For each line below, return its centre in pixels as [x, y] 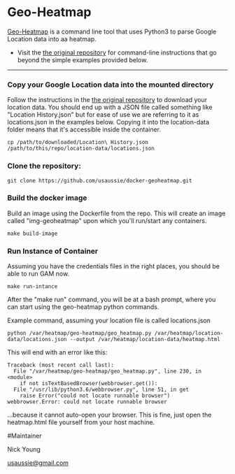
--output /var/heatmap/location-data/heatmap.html [145, 340]
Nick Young [24, 450]
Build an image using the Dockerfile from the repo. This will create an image [116, 213]
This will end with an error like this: [57, 352]
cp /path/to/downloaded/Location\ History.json [78, 143]
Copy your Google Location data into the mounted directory [111, 85]
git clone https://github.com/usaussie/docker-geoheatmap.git [100, 180]
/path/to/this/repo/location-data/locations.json [81, 149]
